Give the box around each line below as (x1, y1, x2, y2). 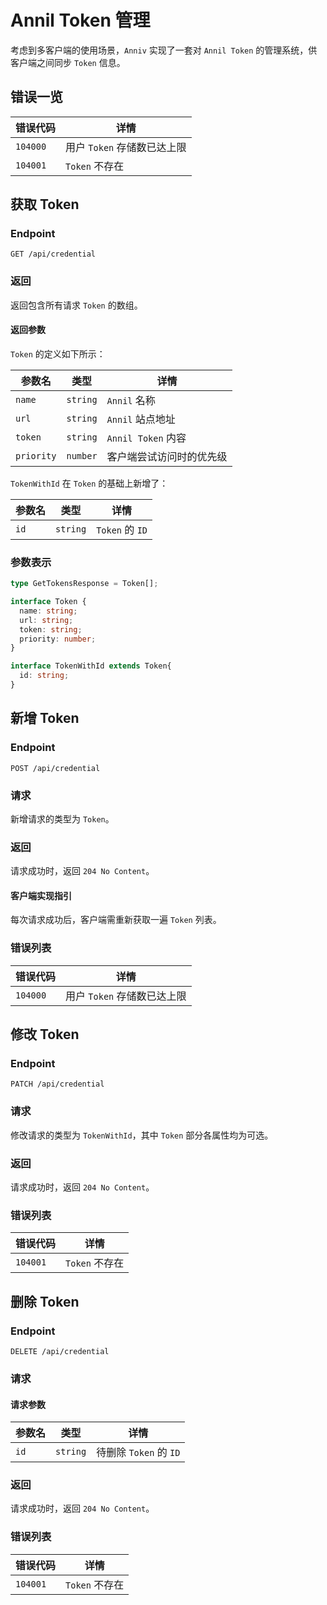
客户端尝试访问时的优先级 (106, 449, 228, 463)
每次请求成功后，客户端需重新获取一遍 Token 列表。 (10, 914, 222, 926)
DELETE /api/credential (10, 1347, 110, 1357)
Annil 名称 (106, 393, 156, 407)
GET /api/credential (10, 249, 97, 260)
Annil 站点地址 (106, 412, 176, 426)
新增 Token (10, 710, 80, 727)
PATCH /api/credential (10, 1079, 105, 1090)
